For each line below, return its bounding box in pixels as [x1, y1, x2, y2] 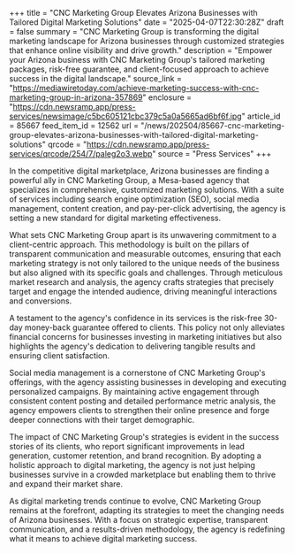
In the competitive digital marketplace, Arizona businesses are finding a [9, 165, 269, 176]
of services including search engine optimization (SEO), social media [9, 194, 260, 204]
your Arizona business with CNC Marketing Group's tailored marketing [9, 55, 265, 65]
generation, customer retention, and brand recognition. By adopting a [9, 450, 262, 461]
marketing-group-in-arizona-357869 [9, 92, 143, 103]
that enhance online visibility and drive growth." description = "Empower [9, 45, 273, 56]
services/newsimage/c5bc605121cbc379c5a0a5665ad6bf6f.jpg [9, 111, 242, 121]
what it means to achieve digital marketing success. [9, 534, 198, 543]
